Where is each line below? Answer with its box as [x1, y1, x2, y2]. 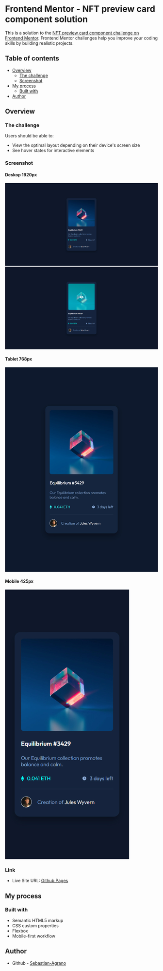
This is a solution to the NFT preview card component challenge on [5, 30, 139, 36]
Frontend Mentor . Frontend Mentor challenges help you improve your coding [5, 35, 158, 41]
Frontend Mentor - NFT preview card [5, 3, 155, 15]
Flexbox [12, 928, 28, 933]
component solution [5, 14, 88, 25]
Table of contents [5, 55, 59, 63]
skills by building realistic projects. [5, 40, 74, 46]
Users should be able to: [5, 133, 54, 139]
